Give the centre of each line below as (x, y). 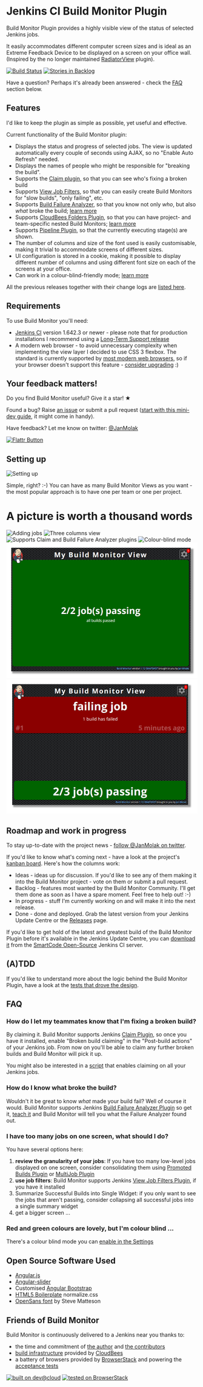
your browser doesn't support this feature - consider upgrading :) (97, 365)
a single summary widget (46, 1206)
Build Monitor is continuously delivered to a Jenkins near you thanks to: (95, 1335)
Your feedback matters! (52, 383)
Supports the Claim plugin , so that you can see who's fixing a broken (101, 178)
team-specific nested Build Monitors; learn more (75, 223)
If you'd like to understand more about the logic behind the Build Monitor (97, 979)
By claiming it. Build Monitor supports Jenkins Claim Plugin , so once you (96, 1034)
